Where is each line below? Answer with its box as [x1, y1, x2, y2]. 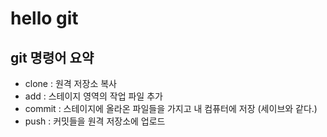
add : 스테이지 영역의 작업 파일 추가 [24, 90, 163, 102]
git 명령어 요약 [10, 49, 95, 66]
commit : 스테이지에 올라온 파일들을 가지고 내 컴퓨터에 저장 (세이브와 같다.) [24, 103, 318, 114]
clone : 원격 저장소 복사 [24, 78, 117, 89]
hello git [10, 7, 79, 30]
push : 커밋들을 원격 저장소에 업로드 [24, 115, 166, 127]
